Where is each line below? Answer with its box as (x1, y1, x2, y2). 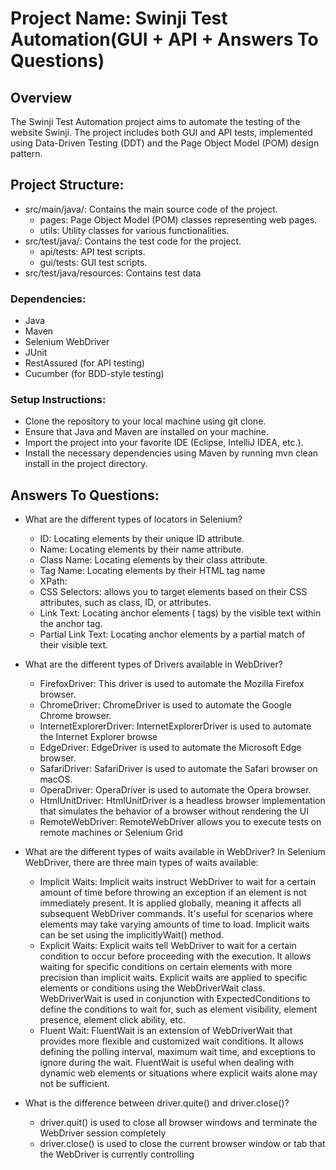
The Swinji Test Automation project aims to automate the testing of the (10, 116, 301, 127)
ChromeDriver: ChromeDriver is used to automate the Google (39, 699, 292, 711)
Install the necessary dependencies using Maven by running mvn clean (24, 447, 319, 459)
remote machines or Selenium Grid (39, 827, 183, 839)
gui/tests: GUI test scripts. (39, 256, 148, 268)
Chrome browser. (39, 710, 112, 722)
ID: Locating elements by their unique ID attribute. (39, 533, 245, 545)
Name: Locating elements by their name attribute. (39, 543, 245, 556)
